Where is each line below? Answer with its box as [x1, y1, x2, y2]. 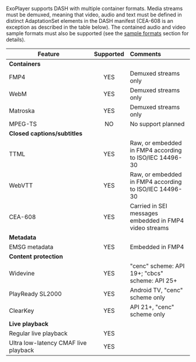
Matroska [9, 107, 35, 115]
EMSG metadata [9, 243, 54, 251]
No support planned [129, 120, 185, 128]
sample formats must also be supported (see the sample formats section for [6, 30, 189, 37]
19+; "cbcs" [129, 269, 163, 277]
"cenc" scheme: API [129, 262, 185, 270]
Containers [9, 60, 41, 68]
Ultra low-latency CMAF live [9, 339, 87, 347]
